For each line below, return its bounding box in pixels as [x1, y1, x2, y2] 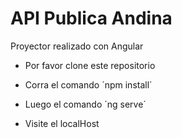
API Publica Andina [10, 7, 173, 30]
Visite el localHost [24, 117, 100, 129]
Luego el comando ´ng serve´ [24, 98, 147, 110]
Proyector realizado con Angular [10, 40, 144, 52]
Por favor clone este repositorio [24, 59, 156, 71]
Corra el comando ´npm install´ [24, 78, 153, 91]
